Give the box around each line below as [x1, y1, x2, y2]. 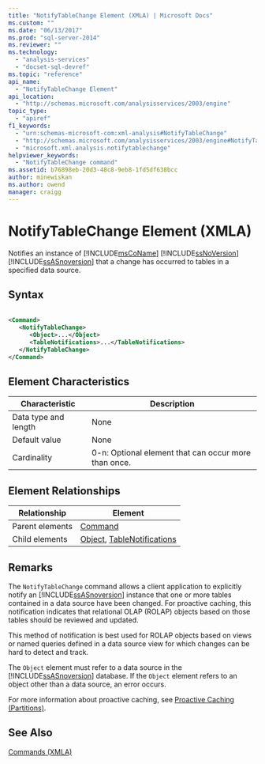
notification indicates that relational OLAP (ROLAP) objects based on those [8, 607, 251, 616]
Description [149, 399, 195, 410]
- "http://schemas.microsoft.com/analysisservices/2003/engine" [15, 100, 231, 108]
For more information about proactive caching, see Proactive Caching [8, 694, 235, 704]
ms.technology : [8, 48, 58, 56]
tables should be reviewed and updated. [8, 615, 139, 625]
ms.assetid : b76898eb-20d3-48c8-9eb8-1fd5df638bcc [8, 166, 178, 174]
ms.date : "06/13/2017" [8, 26, 83, 34]
